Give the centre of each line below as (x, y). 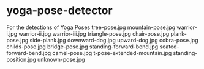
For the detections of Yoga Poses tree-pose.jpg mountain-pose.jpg (91, 27)
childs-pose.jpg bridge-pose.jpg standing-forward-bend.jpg (82, 47)
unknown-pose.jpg (61, 59)
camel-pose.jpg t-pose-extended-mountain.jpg (112, 53)
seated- (169, 47)
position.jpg (21, 59)
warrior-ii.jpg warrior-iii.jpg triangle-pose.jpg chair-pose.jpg (94, 33)
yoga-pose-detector (59, 11)
